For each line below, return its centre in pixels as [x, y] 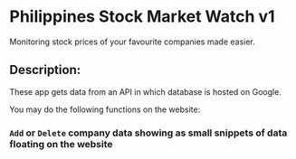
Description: [45, 70]
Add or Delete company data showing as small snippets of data [148, 133]
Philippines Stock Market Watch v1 [142, 17]
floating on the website [61, 144]
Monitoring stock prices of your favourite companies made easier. [132, 42]
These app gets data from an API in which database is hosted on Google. [146, 91]
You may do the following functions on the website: [105, 109]
